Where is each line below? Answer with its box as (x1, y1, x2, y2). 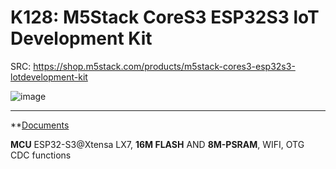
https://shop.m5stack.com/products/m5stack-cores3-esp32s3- (33, 60, 296, 72)
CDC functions (10, 149, 72, 161)
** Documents (10, 119, 70, 131)
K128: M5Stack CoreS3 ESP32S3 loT (10, 6, 320, 29)
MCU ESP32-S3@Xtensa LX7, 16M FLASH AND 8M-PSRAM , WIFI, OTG (10, 138, 305, 150)
